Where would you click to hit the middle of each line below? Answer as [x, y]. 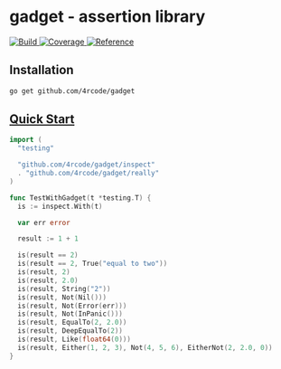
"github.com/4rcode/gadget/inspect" [86, 165]
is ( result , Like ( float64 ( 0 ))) [74, 340]
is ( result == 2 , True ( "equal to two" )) [93, 264]
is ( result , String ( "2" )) [64, 289]
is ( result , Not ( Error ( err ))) [72, 306]
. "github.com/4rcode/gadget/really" [89, 174]
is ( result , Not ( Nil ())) [62, 297]
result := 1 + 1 [48, 239]
